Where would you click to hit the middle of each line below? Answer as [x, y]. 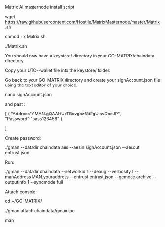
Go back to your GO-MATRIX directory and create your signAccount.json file [82, 80]
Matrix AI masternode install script [40, 7]
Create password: [23, 138]
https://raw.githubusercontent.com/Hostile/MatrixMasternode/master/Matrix [82, 22]
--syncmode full [47, 182]
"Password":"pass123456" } [34, 119]
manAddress [18, 177]
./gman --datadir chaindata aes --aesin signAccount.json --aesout [72, 147]
